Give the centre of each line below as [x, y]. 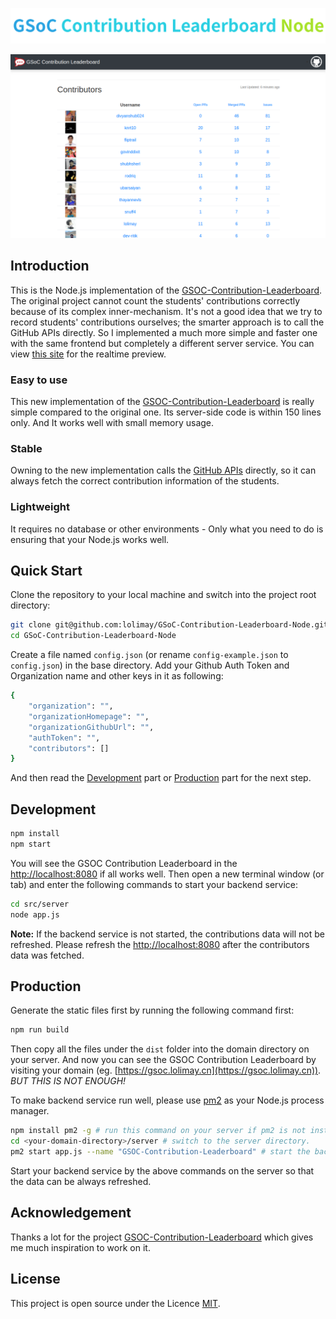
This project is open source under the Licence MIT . [115, 1303]
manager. [30, 1111]
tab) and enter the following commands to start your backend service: [154, 884]
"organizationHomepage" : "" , [89, 716]
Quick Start [46, 571]
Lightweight [40, 507]
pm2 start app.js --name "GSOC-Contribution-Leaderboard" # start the [160, 1152]
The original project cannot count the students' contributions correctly [155, 300]
